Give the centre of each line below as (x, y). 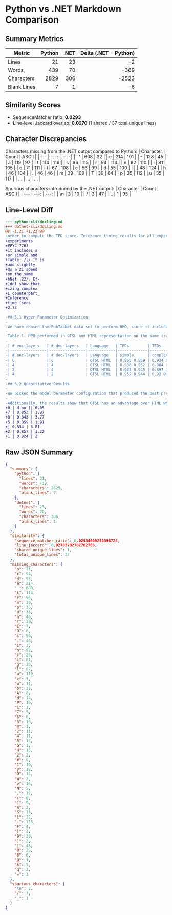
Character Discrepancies (46, 139)
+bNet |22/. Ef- (23, 279)
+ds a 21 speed (21, 270)
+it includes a (21, 250)
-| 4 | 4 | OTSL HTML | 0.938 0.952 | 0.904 (84, 365)
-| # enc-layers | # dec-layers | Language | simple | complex (87, 355)
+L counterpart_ (23, 293)
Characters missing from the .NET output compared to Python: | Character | (85, 151)
